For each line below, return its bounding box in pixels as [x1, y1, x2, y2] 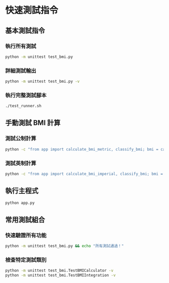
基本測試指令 [5, 26, 45, 35]
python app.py [5, 200, 35, 205]
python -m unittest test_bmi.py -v [5, 79, 80, 84]
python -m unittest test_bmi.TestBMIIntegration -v [5, 273, 116, 278]
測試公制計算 [5, 135, 37, 142]
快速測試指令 [5, 5, 59, 16]
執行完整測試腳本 [5, 92, 47, 99]
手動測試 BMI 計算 [5, 119, 61, 127]
